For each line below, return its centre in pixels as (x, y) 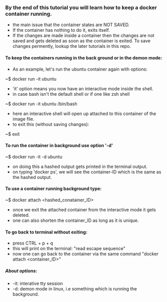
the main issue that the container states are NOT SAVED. (71, 25)
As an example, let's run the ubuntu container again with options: (80, 69)
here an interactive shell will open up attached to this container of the (84, 113)
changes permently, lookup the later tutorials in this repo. (72, 46)
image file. (23, 119)
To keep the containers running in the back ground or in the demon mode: (84, 57)
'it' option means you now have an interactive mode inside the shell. (83, 88)
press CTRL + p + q (33, 243)
